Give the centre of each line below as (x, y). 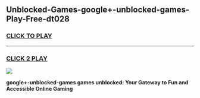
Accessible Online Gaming (40, 88)
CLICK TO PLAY (29, 36)
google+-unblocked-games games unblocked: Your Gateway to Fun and (97, 82)
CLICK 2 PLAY (27, 58)
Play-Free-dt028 (38, 19)
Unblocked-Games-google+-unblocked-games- (98, 10)
